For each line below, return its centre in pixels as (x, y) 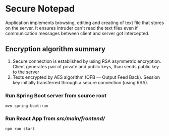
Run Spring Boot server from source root (56, 95)
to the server (26, 72)
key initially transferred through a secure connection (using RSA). (80, 82)
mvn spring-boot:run (27, 106)
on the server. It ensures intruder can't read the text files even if (71, 28)
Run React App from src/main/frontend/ (55, 118)
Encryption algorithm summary (55, 49)
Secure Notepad (40, 9)
